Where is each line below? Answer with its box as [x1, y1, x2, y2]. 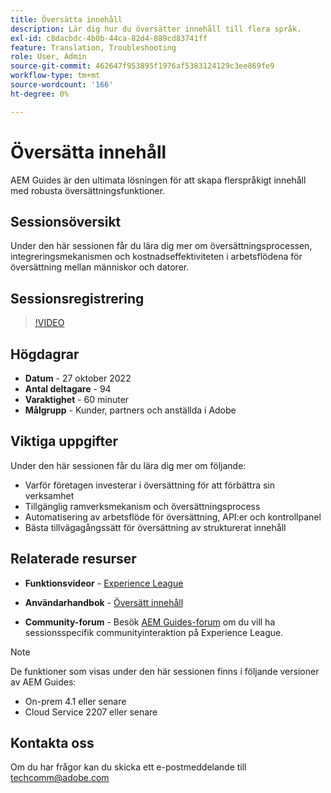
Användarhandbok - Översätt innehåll [24, 596, 184, 608]
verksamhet [24, 489, 75, 501]
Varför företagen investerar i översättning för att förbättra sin [24, 479, 276, 491]
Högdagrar [10, 346, 80, 363]
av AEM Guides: [10, 676, 77, 688]
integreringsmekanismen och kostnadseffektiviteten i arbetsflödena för [10, 251, 303, 263]
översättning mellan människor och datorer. [10, 261, 190, 273]
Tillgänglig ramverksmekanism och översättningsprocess [24, 500, 261, 512]
